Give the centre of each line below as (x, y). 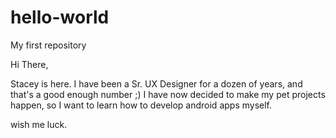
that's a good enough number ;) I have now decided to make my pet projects (168, 94)
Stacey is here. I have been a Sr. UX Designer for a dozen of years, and (156, 83)
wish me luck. (39, 124)
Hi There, (29, 64)
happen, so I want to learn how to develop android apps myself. (141, 105)
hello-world (60, 17)
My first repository (48, 45)
